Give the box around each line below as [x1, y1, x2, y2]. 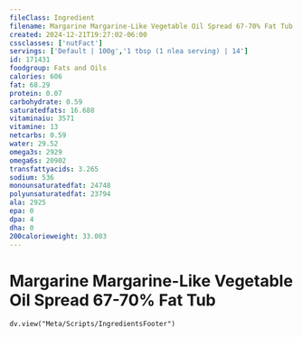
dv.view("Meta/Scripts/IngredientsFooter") [9, 320, 176, 329]
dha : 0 [9, 223, 34, 232]
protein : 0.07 [9, 89, 63, 98]
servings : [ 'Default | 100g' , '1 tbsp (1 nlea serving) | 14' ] [9, 47, 249, 56]
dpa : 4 [9, 214, 34, 224]
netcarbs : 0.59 [9, 131, 67, 140]
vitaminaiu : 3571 [9, 114, 75, 123]
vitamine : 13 [9, 123, 59, 132]
